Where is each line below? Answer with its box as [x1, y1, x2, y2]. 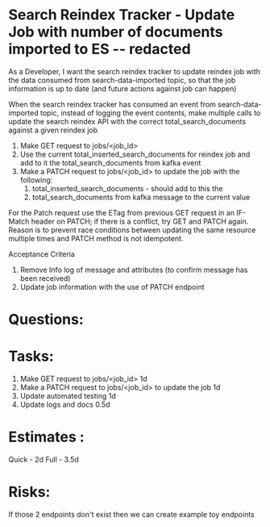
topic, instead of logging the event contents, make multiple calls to [39, 107, 261, 118]
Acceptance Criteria [8, 249, 75, 259]
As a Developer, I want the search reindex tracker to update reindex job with [8, 66, 260, 76]
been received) [19, 273, 71, 283]
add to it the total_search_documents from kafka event [19, 157, 201, 167]
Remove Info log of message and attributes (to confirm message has [19, 265, 248, 274]
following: [19, 175, 53, 185]
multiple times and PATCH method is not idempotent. [8, 233, 184, 243]
